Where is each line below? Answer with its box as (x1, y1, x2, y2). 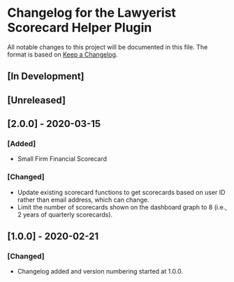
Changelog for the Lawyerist (7, 5, 177, 21)
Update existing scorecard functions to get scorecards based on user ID (17, 188, 226, 196)
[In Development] (7, 70, 85, 82)
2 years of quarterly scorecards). (17, 210, 113, 218)
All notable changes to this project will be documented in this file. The (7, 43, 208, 51)
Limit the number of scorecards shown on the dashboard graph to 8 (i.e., (17, 202, 227, 211)
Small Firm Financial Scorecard (17, 155, 107, 163)
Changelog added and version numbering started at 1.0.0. (17, 267, 184, 276)
